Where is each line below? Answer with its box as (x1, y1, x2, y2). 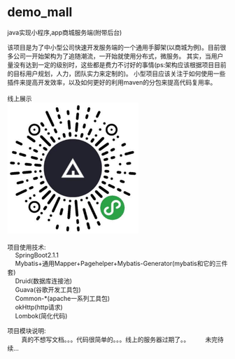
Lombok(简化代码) (15, 311, 68, 320)
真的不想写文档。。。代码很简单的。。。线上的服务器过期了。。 (20, 335, 190, 344)
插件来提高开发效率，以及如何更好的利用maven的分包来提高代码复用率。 (7, 78, 217, 86)
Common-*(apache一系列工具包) (15, 294, 111, 302)
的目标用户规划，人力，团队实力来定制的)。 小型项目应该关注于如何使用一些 (7, 69, 226, 78)
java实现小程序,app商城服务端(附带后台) (7, 28, 122, 36)
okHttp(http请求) (15, 302, 63, 311)
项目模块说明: (7, 326, 47, 335)
